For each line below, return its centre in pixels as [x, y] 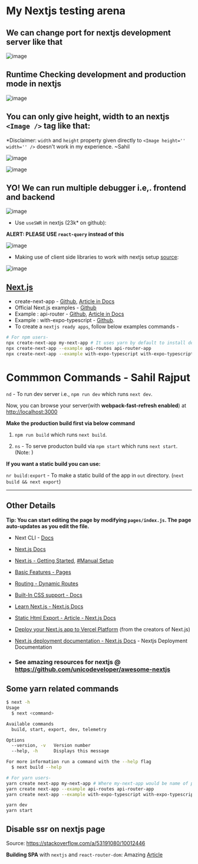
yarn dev [17, 805]
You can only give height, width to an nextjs [88, 117]
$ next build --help [37, 767]
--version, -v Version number [51, 746]
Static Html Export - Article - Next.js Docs [65, 618]
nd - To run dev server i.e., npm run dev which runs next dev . [80, 394]
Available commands [30, 724]
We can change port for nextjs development [88, 33]
